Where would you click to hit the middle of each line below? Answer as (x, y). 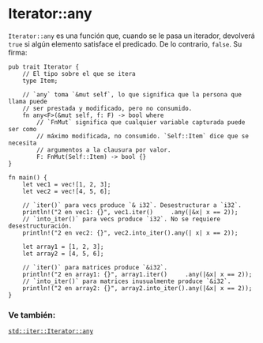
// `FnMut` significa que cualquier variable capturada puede (141, 122)
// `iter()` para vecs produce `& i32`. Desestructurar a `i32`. (132, 205)
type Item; (40, 81)
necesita (23, 143)
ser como (23, 129)
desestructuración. (40, 226)
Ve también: (32, 315)
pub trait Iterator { (44, 67)
